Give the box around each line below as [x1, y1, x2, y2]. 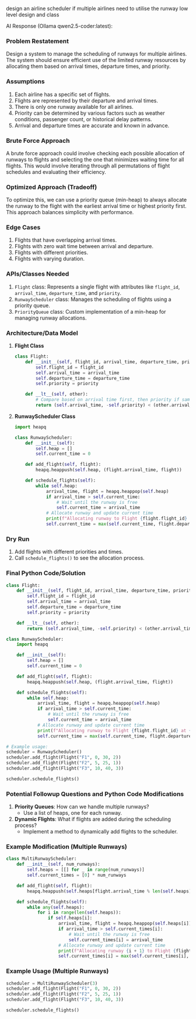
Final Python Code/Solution [6, 569, 86, 577]
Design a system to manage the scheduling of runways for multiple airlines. [6, 50, 187, 57]
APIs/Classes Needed [6, 270, 69, 278]
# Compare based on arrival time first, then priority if [36, 397, 180, 403]
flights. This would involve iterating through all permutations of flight [6, 162, 170, 169]
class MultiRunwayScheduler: [6, 856, 77, 862]
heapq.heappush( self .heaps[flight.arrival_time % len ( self [27, 888, 174, 894]
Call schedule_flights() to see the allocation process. [14, 554, 145, 561]
